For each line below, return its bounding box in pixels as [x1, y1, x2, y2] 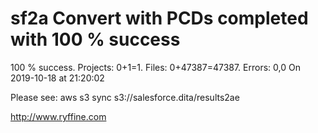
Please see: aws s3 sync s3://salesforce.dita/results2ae [10, 91, 240, 103]
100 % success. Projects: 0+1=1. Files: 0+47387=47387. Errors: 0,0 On [10, 61, 301, 73]
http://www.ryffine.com [10, 110, 107, 122]
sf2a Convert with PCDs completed [10, 7, 309, 30]
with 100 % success [10, 28, 181, 51]
